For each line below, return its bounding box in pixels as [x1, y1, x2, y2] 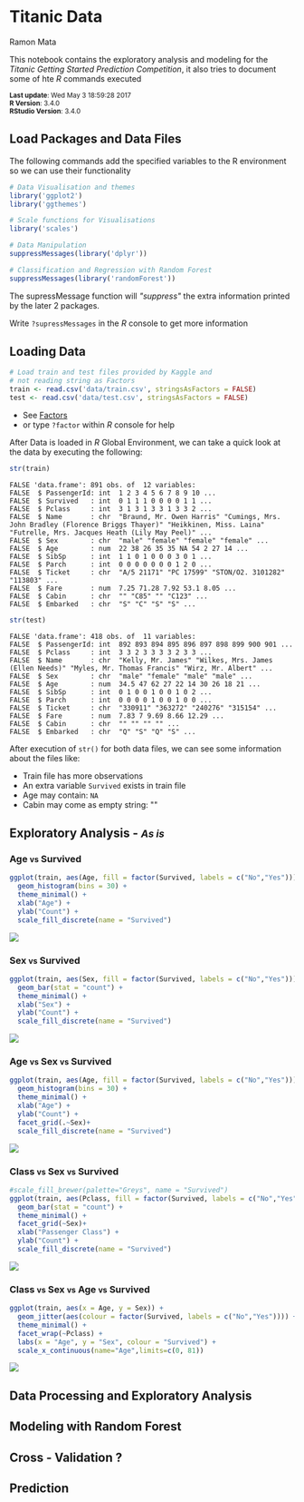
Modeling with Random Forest [9, 1419, 183, 1435]
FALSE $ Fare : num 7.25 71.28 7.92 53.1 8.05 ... [9, 584, 237, 593]
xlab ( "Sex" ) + [17, 1000, 71, 1009]
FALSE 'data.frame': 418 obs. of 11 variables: [9, 632, 196, 641]
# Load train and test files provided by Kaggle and [9, 368, 213, 378]
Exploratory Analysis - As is [9, 826, 165, 841]
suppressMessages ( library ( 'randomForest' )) [9, 274, 176, 283]
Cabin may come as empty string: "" [22, 799, 158, 810]
